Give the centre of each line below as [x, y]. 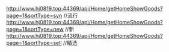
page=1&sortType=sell [34, 43]
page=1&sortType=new [35, 29]
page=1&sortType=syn [34, 15]
